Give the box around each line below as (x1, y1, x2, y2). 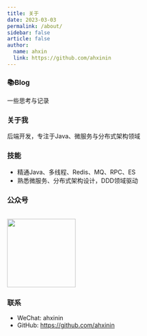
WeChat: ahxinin (16, 314, 64, 322)
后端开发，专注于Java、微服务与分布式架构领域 (7, 132, 141, 140)
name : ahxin (13, 49, 48, 55)
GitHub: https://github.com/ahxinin (16, 321, 115, 329)
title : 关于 (7, 10, 39, 17)
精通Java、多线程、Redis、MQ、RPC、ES (16, 168, 136, 176)
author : (7, 42, 29, 49)
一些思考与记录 (7, 96, 49, 105)
